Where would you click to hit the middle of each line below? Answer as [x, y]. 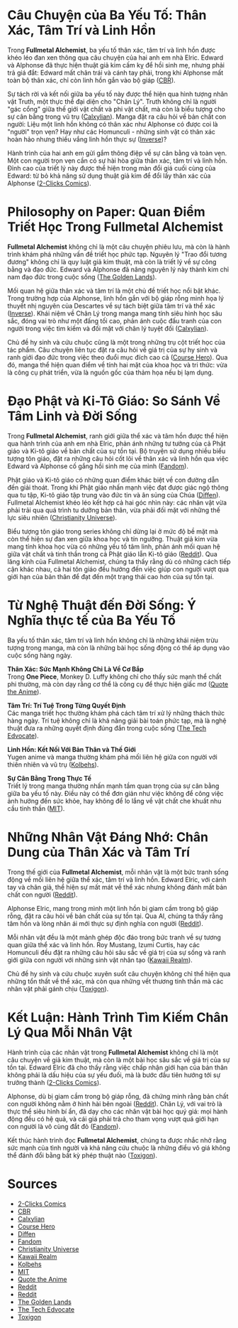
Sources [33, 1184]
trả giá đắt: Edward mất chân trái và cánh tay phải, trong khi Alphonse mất [115, 72]
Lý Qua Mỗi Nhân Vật [70, 1032]
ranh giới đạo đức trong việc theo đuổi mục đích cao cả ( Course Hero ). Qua [118, 357]
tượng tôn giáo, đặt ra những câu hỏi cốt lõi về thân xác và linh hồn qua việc [118, 458]
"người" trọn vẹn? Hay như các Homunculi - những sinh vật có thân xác [112, 131]
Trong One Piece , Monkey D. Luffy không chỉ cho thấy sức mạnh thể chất [114, 676]
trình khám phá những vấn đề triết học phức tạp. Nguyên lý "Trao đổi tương [117, 254]
